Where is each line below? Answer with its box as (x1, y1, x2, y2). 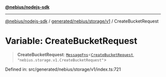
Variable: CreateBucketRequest (5, 35, 137, 47)
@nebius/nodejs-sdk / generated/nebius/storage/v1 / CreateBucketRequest (5, 18, 159, 24)
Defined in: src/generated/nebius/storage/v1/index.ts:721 (5, 66, 121, 72)
